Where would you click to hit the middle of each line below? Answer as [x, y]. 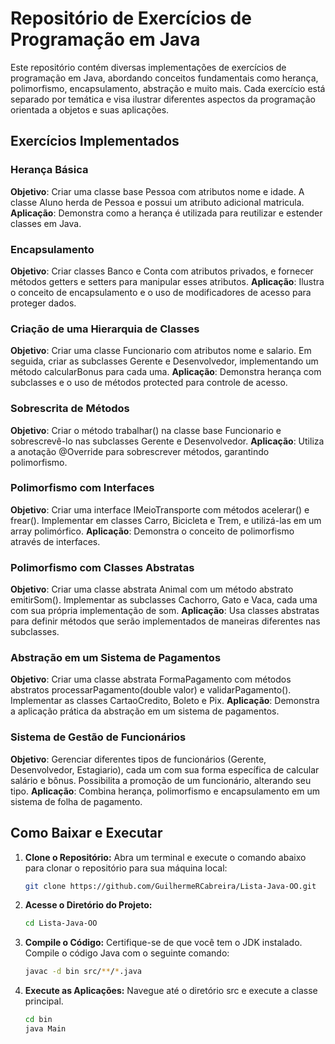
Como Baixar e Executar [86, 833]
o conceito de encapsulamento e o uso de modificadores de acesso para [161, 292]
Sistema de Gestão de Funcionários [98, 737]
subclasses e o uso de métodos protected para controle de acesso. [149, 383]
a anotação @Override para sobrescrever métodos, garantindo [140, 451]
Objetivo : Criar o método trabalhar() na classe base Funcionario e [146, 430]
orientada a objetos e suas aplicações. [90, 109]
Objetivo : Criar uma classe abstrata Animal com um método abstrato [152, 589]
